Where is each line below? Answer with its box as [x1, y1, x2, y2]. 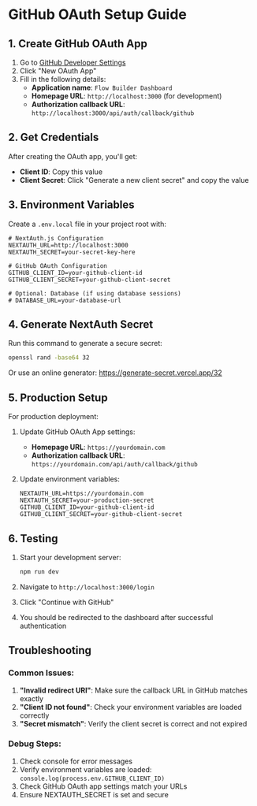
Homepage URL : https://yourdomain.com [31, 443, 166, 452]
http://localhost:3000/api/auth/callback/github [31, 110, 195, 117]
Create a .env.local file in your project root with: [8, 219, 167, 228]
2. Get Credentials [8, 131, 99, 144]
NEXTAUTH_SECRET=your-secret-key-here [8, 248, 136, 256]
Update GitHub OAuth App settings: [19, 427, 136, 436]
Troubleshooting [8, 644, 92, 657]
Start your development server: [19, 552, 121, 562]
